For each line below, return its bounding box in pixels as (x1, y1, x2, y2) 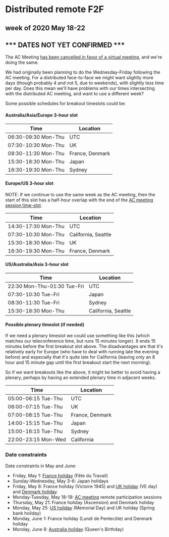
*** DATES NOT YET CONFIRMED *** (5, 40, 125, 49)
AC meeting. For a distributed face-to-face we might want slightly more (5, 75, 154, 81)
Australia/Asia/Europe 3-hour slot (5, 112, 78, 118)
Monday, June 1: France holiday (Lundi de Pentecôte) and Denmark (12, 515, 153, 521)
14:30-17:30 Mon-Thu (8, 223, 65, 230)
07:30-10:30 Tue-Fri (8, 291, 60, 298)
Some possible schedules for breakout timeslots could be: (5, 100, 126, 106)
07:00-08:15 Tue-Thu (8, 411, 63, 418)
